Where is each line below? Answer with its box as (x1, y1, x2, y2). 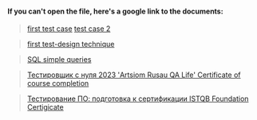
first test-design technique (26, 40, 115, 49)
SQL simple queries (26, 55, 92, 64)
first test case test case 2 (26, 24, 111, 33)
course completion (26, 79, 89, 88)
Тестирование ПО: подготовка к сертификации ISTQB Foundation (26, 94, 249, 103)
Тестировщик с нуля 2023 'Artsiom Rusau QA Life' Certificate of (26, 70, 241, 79)
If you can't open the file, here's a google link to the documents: (7, 6, 224, 16)
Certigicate (26, 103, 65, 112)
